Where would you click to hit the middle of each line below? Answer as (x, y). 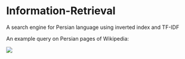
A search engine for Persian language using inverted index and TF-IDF (93, 27)
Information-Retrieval (61, 11)
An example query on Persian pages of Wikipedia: (68, 38)
